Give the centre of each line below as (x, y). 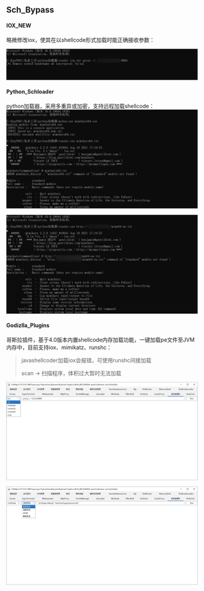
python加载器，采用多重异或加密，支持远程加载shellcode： (80, 106)
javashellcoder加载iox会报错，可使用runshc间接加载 (86, 361)
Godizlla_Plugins (28, 325)
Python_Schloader (30, 92)
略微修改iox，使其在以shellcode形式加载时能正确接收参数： (80, 40)
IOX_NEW (19, 25)
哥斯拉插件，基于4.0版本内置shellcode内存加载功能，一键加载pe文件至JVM (100, 340)
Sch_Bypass (30, 10)
